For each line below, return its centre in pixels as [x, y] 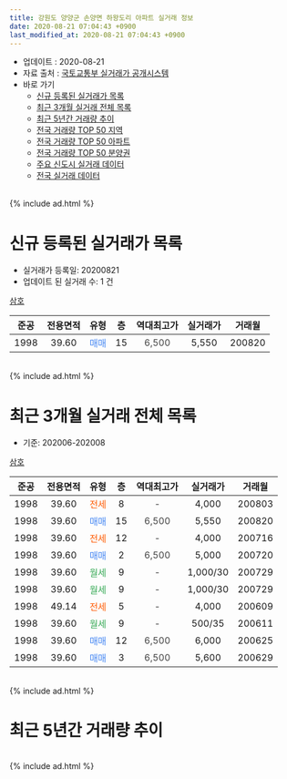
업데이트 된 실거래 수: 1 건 [68, 282]
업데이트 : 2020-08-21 [63, 62]
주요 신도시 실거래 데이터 [80, 164]
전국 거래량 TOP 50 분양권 [83, 153]
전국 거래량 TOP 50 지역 [79, 130]
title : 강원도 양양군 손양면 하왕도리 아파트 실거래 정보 [102, 18]
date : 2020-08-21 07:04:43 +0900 [73, 26]
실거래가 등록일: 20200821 [71, 271]
